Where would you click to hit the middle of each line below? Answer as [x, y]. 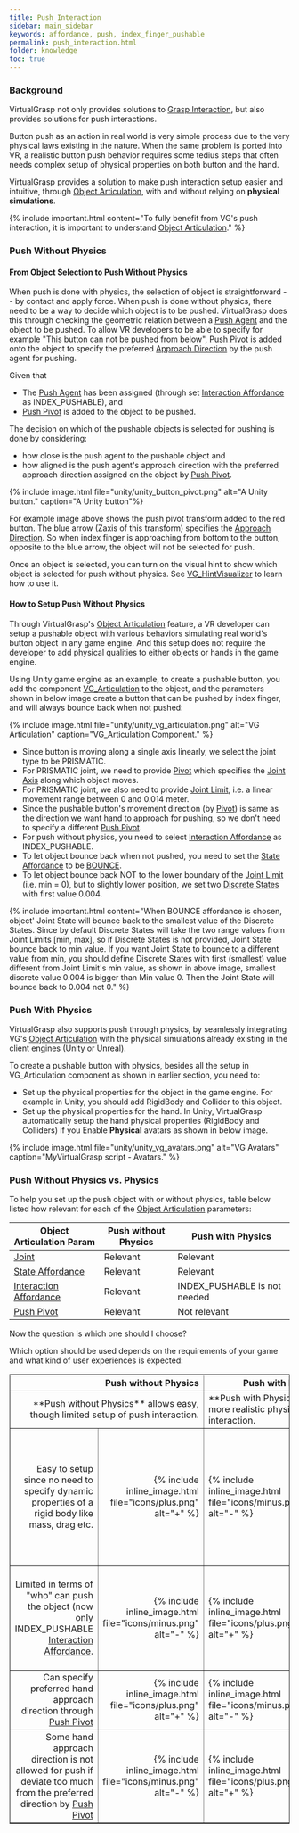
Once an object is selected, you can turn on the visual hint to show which [143, 565]
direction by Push [57, 1804]
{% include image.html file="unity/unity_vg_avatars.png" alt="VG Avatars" [144, 1147]
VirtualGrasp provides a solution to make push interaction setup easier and [146, 182]
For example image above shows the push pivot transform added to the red [147, 519]
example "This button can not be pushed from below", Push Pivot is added [145, 339]
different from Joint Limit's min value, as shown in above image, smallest [142, 968]
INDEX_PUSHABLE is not [230, 1286]
